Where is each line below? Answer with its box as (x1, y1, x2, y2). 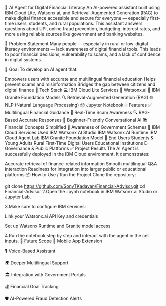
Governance (5, 145, 31, 151)
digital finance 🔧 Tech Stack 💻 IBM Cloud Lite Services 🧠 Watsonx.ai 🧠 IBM (5, 87, 160, 93)
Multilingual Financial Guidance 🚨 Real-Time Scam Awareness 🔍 (5, 110, 138, 115)
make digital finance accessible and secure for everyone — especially (5, 15, 149, 21)
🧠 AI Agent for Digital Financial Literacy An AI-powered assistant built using (5, 5, 160, 10)
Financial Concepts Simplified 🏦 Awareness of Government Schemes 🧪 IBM (5, 124, 160, 130)
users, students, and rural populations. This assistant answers (15, 20, 143, 26)
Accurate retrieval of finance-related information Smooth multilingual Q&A (5, 161, 157, 167)
